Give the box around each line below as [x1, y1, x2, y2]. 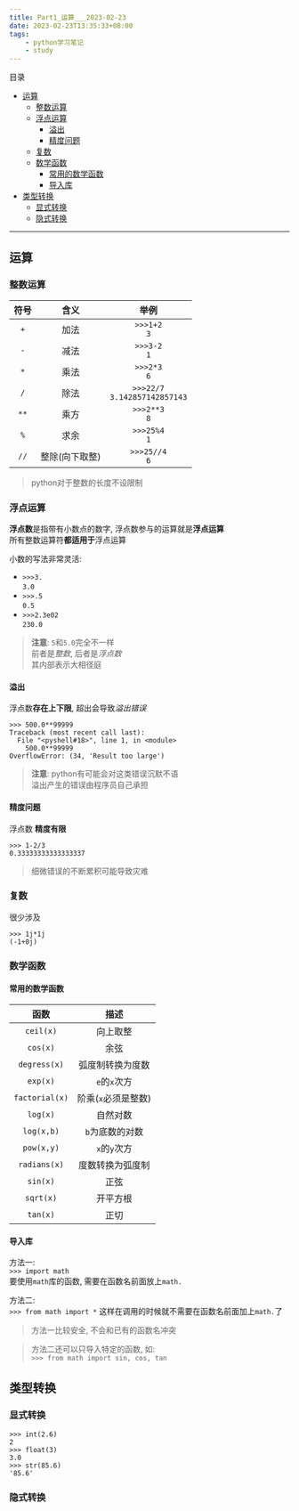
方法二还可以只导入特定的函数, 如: [30, 1344, 156, 1354]
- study [25, 46, 53, 55]
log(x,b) [22, 1125, 60, 1136]
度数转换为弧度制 [78, 1158, 150, 1171]
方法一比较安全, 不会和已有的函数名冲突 [30, 1325, 176, 1336]
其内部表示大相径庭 [30, 660, 102, 670]
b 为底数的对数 [85, 1125, 144, 1138]
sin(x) [27, 1176, 55, 1186]
